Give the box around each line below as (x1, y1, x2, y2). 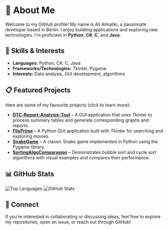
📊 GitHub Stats (5, 169, 54, 178)
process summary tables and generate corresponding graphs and (12, 117, 149, 123)
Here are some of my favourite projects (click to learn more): (5, 102, 131, 108)
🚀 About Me (5, 5, 55, 16)
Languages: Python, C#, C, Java (12, 60, 80, 66)
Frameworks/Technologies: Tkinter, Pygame (12, 65, 107, 71)
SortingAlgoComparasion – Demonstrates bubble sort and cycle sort (12, 149, 157, 155)
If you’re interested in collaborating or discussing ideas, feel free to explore (5, 214, 161, 220)
